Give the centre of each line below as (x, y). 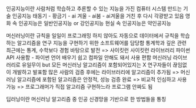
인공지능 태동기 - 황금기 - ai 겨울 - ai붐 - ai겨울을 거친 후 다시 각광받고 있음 (98, 16)
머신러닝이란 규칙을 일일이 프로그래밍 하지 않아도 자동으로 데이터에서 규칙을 (93, 36)
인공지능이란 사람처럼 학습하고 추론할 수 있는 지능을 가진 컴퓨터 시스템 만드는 (94, 8)
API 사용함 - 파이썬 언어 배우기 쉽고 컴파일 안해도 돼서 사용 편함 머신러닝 (89, 58)
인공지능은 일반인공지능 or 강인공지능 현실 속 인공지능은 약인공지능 (95, 23)
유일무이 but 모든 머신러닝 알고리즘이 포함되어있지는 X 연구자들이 (97, 65)
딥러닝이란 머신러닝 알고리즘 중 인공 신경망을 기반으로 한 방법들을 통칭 (86, 99)
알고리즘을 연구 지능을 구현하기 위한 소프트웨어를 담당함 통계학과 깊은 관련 (102, 43)
